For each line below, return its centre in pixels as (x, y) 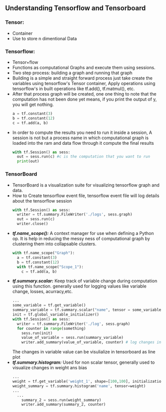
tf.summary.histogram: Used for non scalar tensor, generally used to (83, 362)
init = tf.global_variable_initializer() (56, 315)
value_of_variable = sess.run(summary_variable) (73, 338)
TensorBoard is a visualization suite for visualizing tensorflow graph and (86, 185)
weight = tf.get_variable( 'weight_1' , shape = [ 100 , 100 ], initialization (88, 382)
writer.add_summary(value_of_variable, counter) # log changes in (91, 342)
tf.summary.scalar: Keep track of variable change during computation (85, 281)
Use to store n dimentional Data (45, 38)
